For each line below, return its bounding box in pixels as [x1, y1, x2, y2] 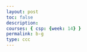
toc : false [6, 14, 33, 20]
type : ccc [6, 36, 31, 42]
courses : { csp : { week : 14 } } [6, 25, 82, 32]
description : [6, 20, 39, 26]
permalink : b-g [6, 31, 44, 37]
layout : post [6, 8, 39, 15]
